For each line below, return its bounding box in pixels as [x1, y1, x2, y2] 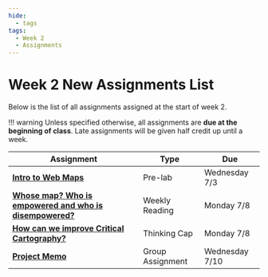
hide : [8, 11, 26, 20]
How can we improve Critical [12, 223, 124, 234]
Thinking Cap [143, 228, 193, 239]
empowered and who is [12, 200, 104, 212]
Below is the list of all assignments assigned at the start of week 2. [8, 102, 227, 112]
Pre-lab [143, 172, 173, 184]
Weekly [143, 195, 171, 206]
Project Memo [12, 251, 67, 262]
